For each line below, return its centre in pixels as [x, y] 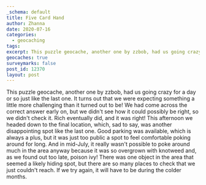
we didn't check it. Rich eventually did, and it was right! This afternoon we [100, 118]
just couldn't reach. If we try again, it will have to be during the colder [94, 170]
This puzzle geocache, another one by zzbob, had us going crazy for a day [101, 92]
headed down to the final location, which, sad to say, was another [89, 125]
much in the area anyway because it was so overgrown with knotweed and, [101, 151]
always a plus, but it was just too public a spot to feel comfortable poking [99, 138]
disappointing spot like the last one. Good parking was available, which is [99, 131]
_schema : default [29, 12]
